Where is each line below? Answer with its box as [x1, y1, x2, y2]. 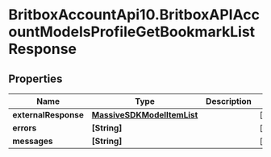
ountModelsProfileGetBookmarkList [8, 23, 256, 41]
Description [205, 96, 252, 106]
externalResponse [12, 109, 85, 120]
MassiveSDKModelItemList [91, 109, 198, 120]
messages [12, 135, 53, 147]
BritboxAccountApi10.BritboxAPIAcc [8, 6, 261, 24]
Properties [8, 72, 63, 85]
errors [12, 122, 37, 134]
